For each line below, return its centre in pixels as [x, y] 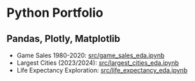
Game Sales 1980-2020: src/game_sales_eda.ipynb [91, 55]
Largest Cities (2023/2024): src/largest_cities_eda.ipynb [98, 63]
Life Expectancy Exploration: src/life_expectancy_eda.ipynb [102, 70]
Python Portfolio [55, 13]
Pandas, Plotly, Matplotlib [63, 39]
